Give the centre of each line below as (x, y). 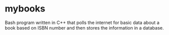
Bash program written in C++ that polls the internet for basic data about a (82, 22)
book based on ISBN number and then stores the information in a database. (84, 27)
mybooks (25, 9)
